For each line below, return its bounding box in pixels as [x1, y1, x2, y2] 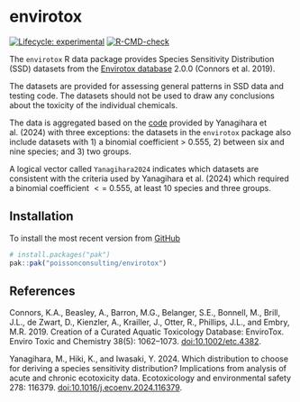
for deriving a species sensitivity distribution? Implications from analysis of [9, 363, 286, 374]
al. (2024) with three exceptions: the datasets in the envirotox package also [9, 126, 291, 137]
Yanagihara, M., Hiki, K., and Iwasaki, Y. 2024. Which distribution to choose [9, 353, 289, 364]
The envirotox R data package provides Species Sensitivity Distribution [9, 53, 275, 64]
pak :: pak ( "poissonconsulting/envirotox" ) [9, 259, 168, 268]
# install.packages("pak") [9, 250, 111, 259]
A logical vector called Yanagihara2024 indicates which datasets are [9, 163, 259, 174]
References [9, 283, 76, 298]
